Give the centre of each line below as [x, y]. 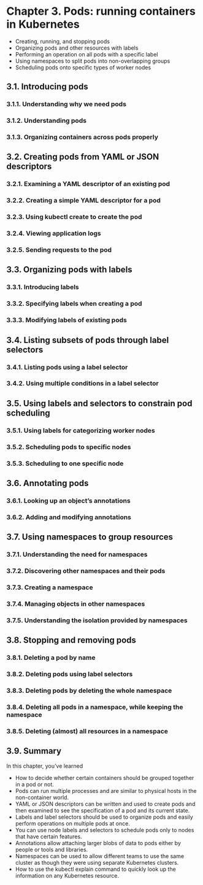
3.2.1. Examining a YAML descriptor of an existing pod [88, 184]
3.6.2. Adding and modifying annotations [69, 517]
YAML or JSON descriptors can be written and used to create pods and [105, 804]
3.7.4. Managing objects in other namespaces [76, 604]
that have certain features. [48, 837]
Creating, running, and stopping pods [63, 41]
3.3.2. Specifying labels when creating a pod [74, 304]
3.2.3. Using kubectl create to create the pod [74, 217]
